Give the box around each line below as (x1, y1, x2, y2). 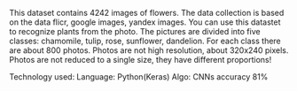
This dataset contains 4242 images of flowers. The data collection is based (9, 8, 285, 18)
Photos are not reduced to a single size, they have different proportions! (9, 55, 272, 64)
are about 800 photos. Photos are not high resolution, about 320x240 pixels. (9, 45, 289, 56)
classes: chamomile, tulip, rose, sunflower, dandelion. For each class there (9, 35, 281, 46)
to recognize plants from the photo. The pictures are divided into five (9, 27, 261, 36)
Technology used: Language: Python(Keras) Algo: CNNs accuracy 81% (9, 72, 269, 82)
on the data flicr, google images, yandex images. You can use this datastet (9, 17, 281, 27)
